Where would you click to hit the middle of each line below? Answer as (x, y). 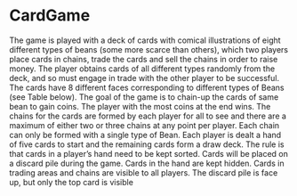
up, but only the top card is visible (71, 182)
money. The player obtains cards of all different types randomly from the (142, 69)
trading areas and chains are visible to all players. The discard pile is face (144, 172)
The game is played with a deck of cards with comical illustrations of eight (145, 40)
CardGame (50, 16)
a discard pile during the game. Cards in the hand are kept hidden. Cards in (147, 163)
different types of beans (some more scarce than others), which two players (149, 49)
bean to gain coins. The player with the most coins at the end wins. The (140, 106)
